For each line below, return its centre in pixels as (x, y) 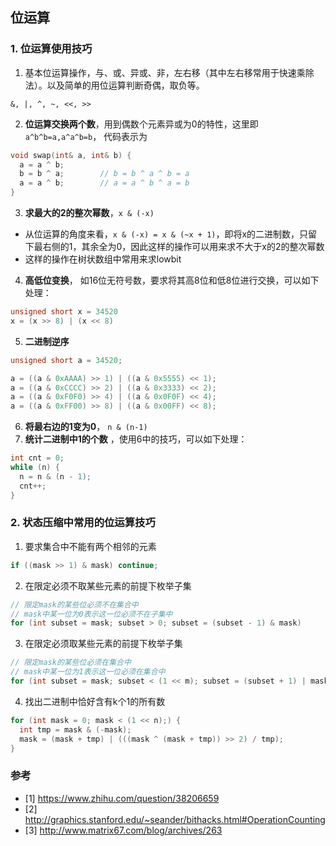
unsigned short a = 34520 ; (66, 360)
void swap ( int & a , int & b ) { (71, 155)
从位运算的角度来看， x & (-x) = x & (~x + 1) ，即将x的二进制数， (162, 234)
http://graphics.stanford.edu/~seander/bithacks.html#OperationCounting (175, 819)
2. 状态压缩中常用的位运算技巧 (83, 523)
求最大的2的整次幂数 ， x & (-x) (89, 213)
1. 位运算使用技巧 (51, 49)
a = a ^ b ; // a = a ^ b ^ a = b (104, 183)
